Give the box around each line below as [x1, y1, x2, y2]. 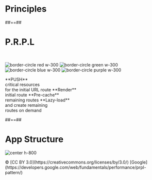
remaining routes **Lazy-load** [5, 97, 70, 103]
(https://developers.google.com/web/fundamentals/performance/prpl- [5, 164, 147, 170]
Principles [5, 3, 47, 15]
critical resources [5, 82, 40, 87]
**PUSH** [5, 76, 28, 82]
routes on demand [5, 107, 42, 113]
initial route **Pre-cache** [5, 92, 59, 98]
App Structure [5, 134, 64, 145]
